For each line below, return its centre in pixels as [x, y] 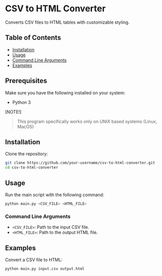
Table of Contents [33, 38]
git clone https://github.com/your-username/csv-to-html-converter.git [80, 163]
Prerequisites [26, 81]
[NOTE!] [13, 112]
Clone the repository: [27, 154]
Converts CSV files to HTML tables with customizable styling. [67, 22]
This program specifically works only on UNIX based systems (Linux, [87, 121]
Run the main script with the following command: [55, 195]
